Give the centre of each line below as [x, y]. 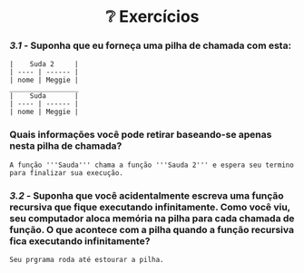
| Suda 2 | [44, 64]
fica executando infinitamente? [80, 240]
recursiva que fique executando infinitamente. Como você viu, [150, 207]
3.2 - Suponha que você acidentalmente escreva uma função [147, 195]
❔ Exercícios [152, 17]
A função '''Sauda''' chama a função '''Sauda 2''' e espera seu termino [152, 165]
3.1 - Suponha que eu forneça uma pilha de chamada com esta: [151, 45]
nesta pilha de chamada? [66, 146]
